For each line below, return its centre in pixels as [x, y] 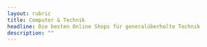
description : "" [31, 33]
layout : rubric [29, 13]
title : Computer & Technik [46, 20]
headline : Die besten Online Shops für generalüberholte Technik [104, 26]
